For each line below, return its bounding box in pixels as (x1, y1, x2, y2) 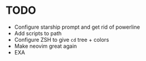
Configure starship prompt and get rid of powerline (14, 23, 140, 30)
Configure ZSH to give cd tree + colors (14, 36, 109, 43)
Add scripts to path (14, 29, 62, 36)
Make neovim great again (14, 42, 77, 50)
